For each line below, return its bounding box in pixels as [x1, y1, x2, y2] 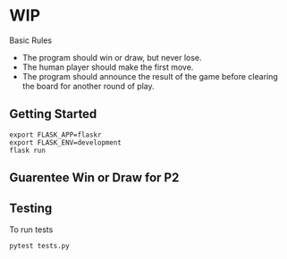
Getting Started [9, 106, 97, 121]
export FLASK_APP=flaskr [9, 130, 102, 139]
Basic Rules [9, 35, 52, 46]
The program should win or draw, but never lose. [21, 52, 202, 63]
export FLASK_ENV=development [9, 138, 122, 147]
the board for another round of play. [21, 80, 155, 91]
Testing [9, 200, 53, 215]
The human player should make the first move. [21, 62, 194, 72]
